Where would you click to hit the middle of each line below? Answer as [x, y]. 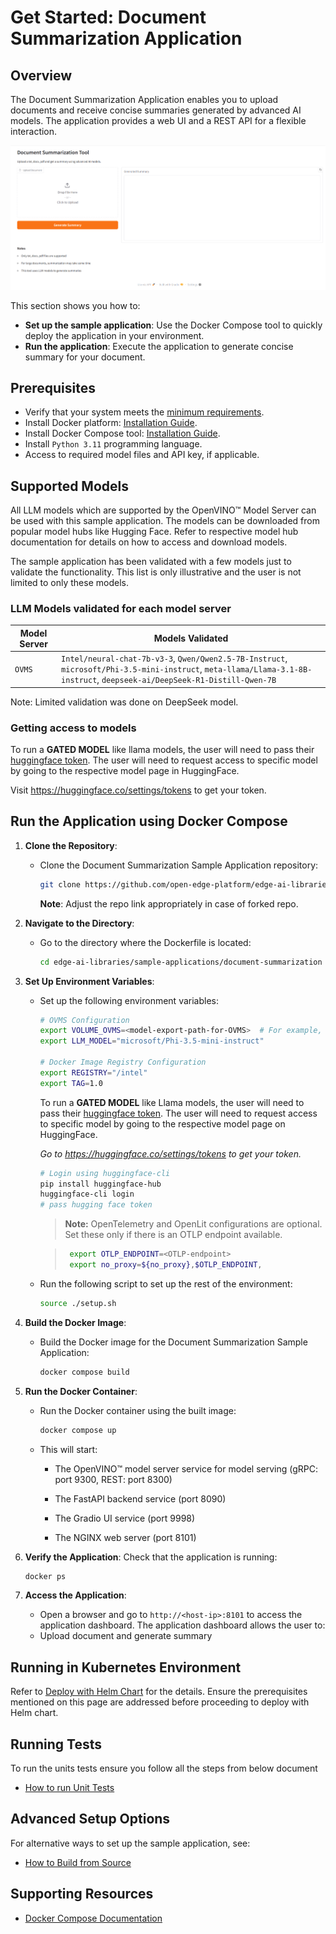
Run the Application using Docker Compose [149, 821]
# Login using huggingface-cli [105, 1173]
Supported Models [69, 486]
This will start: [68, 1449]
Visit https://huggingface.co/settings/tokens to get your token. [138, 790]
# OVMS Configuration [84, 1020]
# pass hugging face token [96, 1205]
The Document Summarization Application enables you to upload [144, 99]
